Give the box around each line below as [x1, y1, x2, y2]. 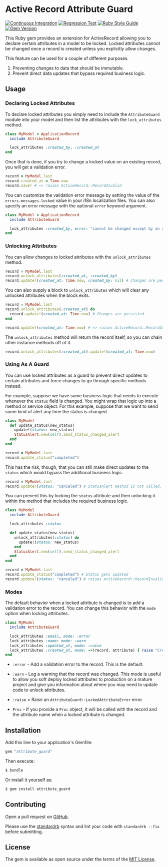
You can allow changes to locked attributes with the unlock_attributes [5, 254, 151, 260]
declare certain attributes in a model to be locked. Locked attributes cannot [5, 40, 160, 46]
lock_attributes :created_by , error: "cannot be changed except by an [9, 226, 160, 231]
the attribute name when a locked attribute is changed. [12, 712, 125, 718]
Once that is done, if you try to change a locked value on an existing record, [5, 159, 161, 165]
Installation [5, 726, 41, 735]
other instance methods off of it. [5, 339, 71, 345]
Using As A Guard [5, 361, 49, 368]
